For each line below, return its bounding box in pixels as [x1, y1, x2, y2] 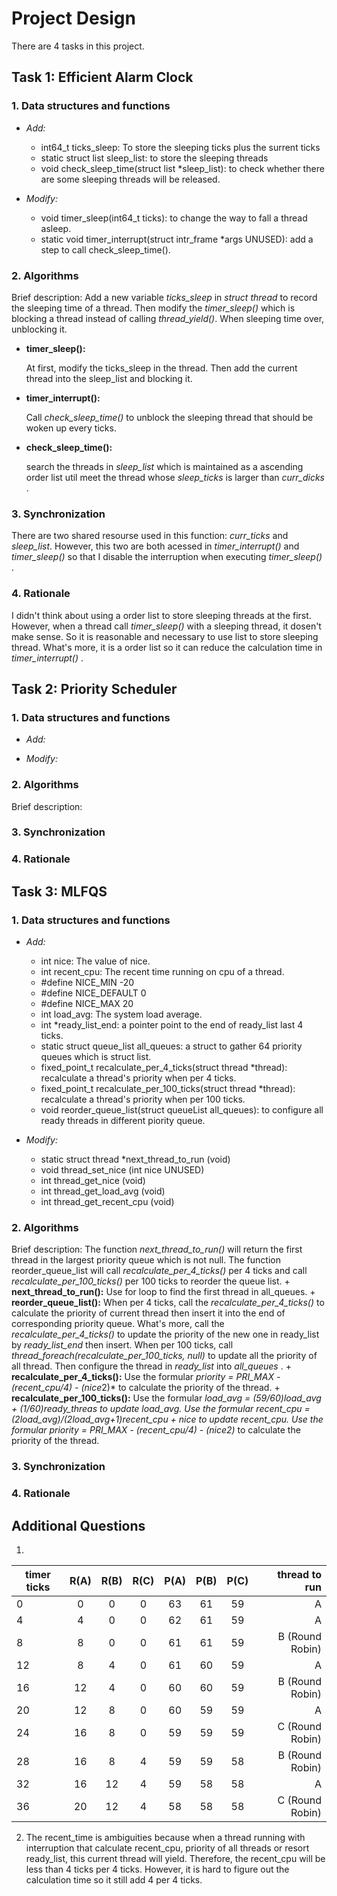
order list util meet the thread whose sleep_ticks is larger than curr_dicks [25, 471, 325, 483]
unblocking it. [11, 323, 68, 335]
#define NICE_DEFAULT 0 [40, 987, 147, 999]
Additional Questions [11, 1517, 146, 1534]
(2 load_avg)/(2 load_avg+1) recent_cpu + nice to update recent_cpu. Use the [11, 1413, 324, 1426]
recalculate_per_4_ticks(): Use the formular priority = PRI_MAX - [11, 1371, 281, 1383]
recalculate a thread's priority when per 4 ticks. [40, 1072, 237, 1084]
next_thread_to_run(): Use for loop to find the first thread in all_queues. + [11, 1286, 316, 1298]
